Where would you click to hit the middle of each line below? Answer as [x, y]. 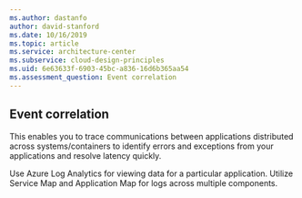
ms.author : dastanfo [49, 18]
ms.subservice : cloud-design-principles [87, 60]
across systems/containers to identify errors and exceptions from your [142, 146]
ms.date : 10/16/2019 [49, 35]
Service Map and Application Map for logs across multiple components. [144, 182]
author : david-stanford [55, 26]
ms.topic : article [44, 43]
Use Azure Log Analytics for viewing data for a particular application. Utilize [151, 173]
